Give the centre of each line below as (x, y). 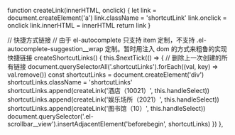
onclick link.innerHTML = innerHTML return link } (79, 25)
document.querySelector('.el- (50, 116)
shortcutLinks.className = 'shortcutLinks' (70, 82)
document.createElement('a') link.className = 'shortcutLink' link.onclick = (117, 18)
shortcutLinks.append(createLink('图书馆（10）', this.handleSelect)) (106, 108)
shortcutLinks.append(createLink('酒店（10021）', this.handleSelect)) (109, 91)
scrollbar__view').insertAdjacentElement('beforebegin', (87, 124)
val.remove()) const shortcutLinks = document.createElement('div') (106, 75)
